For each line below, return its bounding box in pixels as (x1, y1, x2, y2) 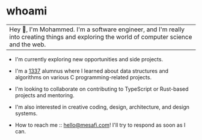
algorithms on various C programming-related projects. (14, 73, 152, 81)
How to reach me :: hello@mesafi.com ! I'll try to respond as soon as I (14, 121, 186, 129)
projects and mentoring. (14, 91, 75, 99)
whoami (6, 4, 47, 18)
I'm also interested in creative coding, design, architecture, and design (14, 103, 190, 111)
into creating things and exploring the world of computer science (9, 32, 192, 41)
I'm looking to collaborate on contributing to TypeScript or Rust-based (14, 85, 189, 93)
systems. (14, 109, 38, 117)
